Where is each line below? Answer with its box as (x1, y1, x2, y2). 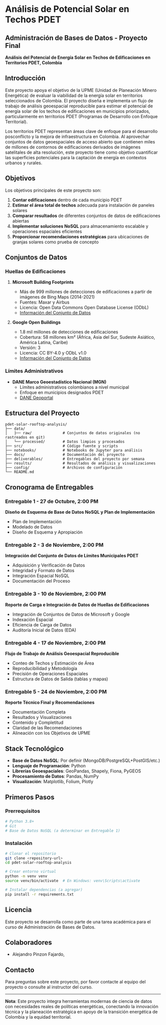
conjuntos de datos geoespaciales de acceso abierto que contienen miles (5, 138, 156, 144)
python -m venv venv (5, 874, 48, 879)
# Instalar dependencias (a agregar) (5, 887, 83, 892)
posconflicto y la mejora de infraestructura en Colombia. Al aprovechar (5, 134, 150, 139)
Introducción (5, 74, 46, 83)
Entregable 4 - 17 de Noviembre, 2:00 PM (5, 639, 106, 646)
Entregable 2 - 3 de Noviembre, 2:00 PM (5, 541, 104, 548)
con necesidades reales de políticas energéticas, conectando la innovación (5, 1004, 159, 1010)
